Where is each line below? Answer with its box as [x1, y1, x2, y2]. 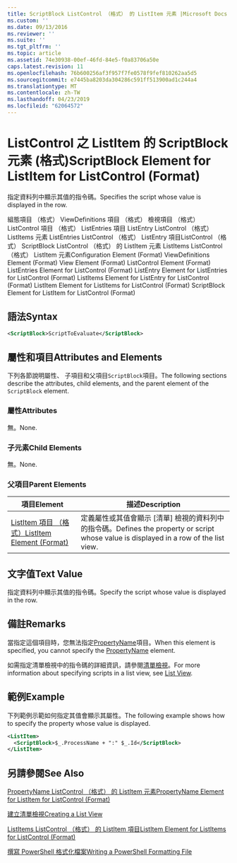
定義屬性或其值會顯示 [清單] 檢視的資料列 [80, 514, 217, 523]
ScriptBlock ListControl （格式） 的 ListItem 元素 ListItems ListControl [20, 241, 223, 250]
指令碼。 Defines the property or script [87, 524, 214, 534]
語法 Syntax [7, 311, 58, 323]
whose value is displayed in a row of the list [80, 533, 224, 543]
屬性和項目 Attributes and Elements [7, 351, 163, 363]
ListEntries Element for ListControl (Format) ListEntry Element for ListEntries [7, 266, 228, 274]
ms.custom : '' [7, 17, 49, 24]
